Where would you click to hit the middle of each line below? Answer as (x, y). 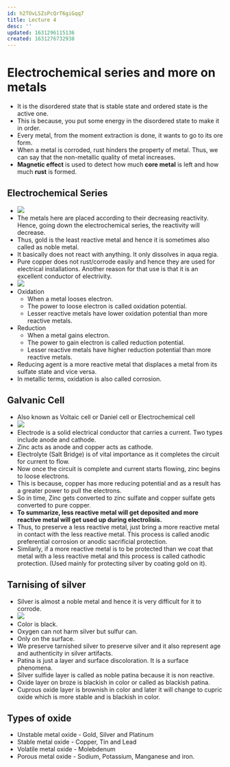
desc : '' (20, 26)
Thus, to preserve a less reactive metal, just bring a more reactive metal (118, 527)
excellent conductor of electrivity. (64, 276)
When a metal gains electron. (68, 335)
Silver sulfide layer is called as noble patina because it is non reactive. (116, 675)
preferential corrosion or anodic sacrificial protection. (92, 541)
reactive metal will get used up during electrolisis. (89, 519)
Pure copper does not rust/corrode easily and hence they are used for (116, 262)
